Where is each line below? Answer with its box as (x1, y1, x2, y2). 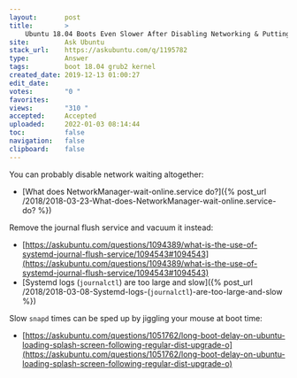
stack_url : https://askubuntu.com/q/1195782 (9, 46, 188, 55)
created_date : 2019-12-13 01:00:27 (9, 71, 141, 80)
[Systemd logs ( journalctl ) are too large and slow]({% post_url (21, 276, 254, 288)
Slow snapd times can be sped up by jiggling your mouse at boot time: (9, 312, 263, 323)
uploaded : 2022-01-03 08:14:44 (9, 120, 141, 129)
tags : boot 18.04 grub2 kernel (9, 63, 156, 72)
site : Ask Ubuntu (9, 37, 104, 47)
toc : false (9, 128, 86, 137)
